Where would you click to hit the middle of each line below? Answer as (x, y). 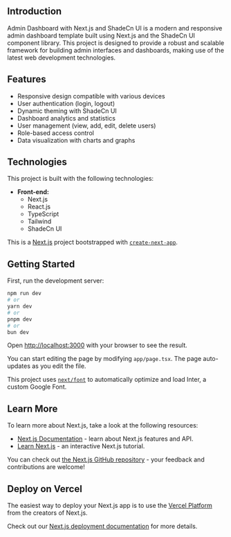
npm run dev (24, 294)
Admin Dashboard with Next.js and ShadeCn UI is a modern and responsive (115, 28)
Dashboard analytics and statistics (66, 118)
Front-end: (33, 192)
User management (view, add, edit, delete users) (86, 125)
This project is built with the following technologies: (81, 179)
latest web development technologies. (62, 58)
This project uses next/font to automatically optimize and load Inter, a (107, 380)
